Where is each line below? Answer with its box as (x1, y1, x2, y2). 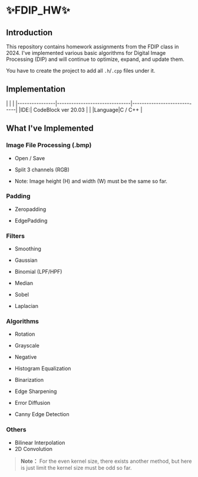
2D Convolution (14, 445, 53, 452)
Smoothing (14, 245, 41, 252)
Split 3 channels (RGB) (14, 166, 70, 173)
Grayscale (14, 342, 39, 349)
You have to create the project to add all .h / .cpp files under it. (6, 67, 156, 74)
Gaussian (14, 257, 38, 264)
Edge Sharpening (14, 388, 57, 395)
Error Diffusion (14, 400, 51, 407)
